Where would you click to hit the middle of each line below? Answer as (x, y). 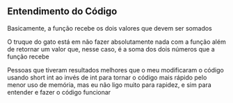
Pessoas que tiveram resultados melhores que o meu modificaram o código (115, 70)
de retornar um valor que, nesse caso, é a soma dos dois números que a (111, 49)
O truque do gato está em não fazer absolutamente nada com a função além (116, 42)
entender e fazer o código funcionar (59, 92)
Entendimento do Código (62, 11)
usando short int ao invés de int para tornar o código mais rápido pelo (107, 77)
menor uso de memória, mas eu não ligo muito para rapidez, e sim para (110, 85)
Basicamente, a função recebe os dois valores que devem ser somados (110, 28)
